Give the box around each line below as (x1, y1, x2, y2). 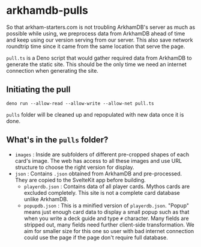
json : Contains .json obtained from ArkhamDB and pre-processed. (14, 169, 182, 177)
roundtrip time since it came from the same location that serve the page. (6, 43, 185, 50)
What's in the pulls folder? (6, 135, 109, 145)
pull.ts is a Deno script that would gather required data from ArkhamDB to (6, 54, 192, 61)
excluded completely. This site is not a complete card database (23, 189, 180, 196)
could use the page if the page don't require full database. (23, 234, 168, 241)
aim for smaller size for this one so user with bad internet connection (23, 227, 194, 234)
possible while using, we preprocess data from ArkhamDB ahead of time (6, 29, 185, 37)
